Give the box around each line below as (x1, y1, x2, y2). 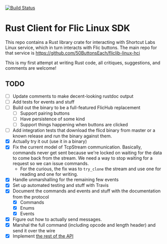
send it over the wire (12, 227, 55, 233)
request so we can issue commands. (12, 161, 89, 167)
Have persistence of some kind (20, 116, 85, 122)
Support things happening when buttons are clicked (20, 122, 128, 128)
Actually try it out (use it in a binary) (12, 138, 87, 144)
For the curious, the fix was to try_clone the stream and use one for (20, 166, 161, 172)
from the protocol (12, 193, 49, 200)
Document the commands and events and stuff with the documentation (12, 188, 161, 194)
